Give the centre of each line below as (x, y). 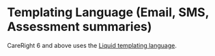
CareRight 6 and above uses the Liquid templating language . (92, 45)
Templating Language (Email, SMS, (108, 12)
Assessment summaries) (80, 27)
